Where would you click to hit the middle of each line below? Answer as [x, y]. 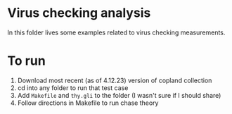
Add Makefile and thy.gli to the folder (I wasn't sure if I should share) [119, 95]
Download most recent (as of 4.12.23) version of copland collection [115, 80]
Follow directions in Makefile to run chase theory [88, 103]
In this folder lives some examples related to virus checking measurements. [116, 32]
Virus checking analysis [79, 13]
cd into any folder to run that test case [73, 88]
